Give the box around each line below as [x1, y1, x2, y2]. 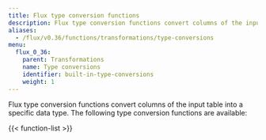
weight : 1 [22, 78, 55, 85]
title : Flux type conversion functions [8, 11, 140, 20]
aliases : [8, 26, 37, 34]
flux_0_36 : [15, 48, 51, 56]
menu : [8, 41, 26, 49]
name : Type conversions [22, 63, 101, 71]
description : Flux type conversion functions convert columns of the [8, 19, 243, 27]
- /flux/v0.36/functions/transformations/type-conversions [15, 33, 215, 42]
